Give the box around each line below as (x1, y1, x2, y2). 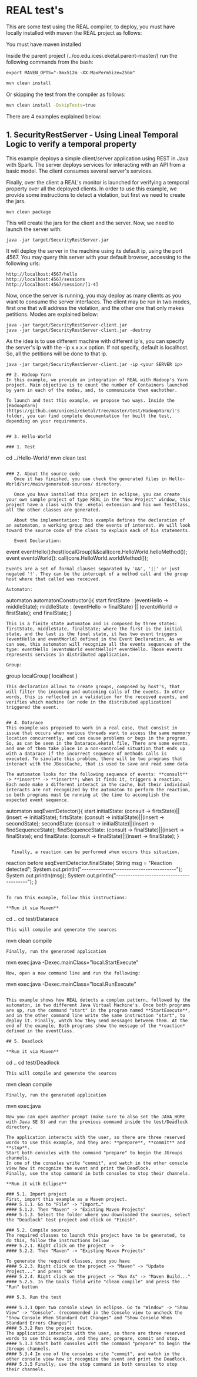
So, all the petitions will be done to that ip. (6, 350, 108, 357)
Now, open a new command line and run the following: (6, 970, 141, 976)
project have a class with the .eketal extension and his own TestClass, (6, 501, 191, 507)
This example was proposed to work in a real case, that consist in (6, 725, 178, 731)
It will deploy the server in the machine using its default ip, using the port (6, 247, 183, 254)
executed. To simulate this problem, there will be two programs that (6, 755, 183, 762)
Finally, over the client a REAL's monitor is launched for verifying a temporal (6, 179, 189, 186)
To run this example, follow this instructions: (6, 894, 128, 900)
